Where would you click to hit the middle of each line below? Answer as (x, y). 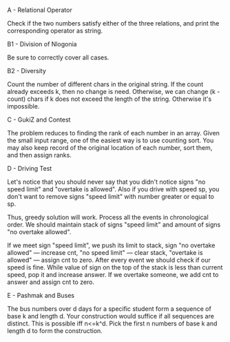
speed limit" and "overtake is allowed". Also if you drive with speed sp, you (113, 189)
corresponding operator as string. (55, 31)
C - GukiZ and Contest (39, 120)
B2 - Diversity (27, 71)
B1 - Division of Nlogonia (42, 44)
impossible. (23, 106)
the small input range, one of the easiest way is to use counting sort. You (111, 140)
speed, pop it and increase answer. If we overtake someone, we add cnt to (113, 275)
